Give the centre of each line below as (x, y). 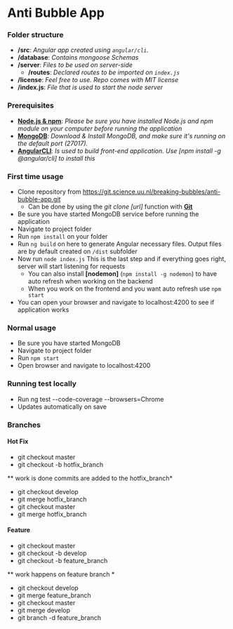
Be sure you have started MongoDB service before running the (108, 214)
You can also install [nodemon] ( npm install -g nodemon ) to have (122, 274)
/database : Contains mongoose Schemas (78, 58)
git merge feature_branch (54, 595)
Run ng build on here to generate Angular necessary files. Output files (120, 244)
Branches (24, 425)
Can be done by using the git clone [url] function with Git (110, 207)
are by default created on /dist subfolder (78, 251)
